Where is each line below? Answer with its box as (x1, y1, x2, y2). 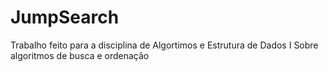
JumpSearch (10, 6, 120, 29)
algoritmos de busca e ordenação (10, 49, 150, 61)
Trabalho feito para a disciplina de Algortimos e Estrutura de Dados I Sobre (10, 39, 319, 51)
